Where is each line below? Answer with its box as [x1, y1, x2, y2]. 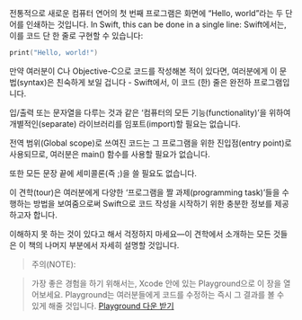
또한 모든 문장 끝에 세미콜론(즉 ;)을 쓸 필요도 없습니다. [9, 167, 198, 178]
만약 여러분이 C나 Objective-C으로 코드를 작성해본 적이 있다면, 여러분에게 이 [9, 66, 278, 76]
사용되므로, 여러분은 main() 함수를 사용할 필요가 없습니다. [9, 148, 211, 159]
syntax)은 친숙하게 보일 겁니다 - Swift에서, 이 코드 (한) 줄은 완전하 [19, 76, 252, 87]
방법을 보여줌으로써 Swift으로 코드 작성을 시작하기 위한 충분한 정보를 [32, 198, 272, 209]
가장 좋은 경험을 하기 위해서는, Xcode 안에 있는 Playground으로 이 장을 [31, 278, 281, 289]
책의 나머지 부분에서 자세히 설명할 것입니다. [28, 239, 180, 250]
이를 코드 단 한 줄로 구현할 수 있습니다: [9, 31, 144, 40]
